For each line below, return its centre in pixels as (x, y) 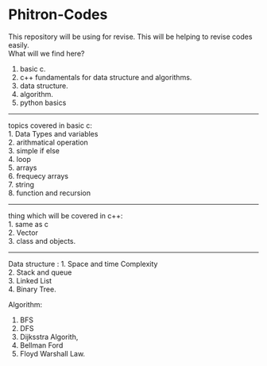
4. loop (20, 159)
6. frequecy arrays (39, 175)
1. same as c (29, 224)
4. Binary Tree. (33, 289)
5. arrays (23, 168)
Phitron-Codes (58, 15)
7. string (21, 184)
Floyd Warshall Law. (52, 353)
